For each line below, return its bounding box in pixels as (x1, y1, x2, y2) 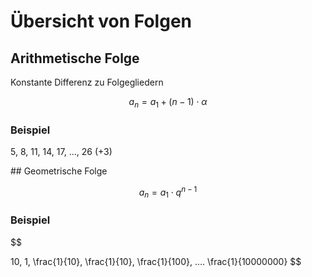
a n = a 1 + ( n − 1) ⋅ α (128, 96, 208, 110)
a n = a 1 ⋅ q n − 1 (138, 185, 198, 200)
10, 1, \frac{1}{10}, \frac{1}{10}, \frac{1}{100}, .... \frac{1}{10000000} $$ (10, 255, 302, 267)
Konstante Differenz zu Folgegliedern (10, 76, 164, 88)
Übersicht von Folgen (10, 10, 192, 33)
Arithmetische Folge (10, 50, 140, 67)
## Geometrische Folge (10, 165, 108, 177)
